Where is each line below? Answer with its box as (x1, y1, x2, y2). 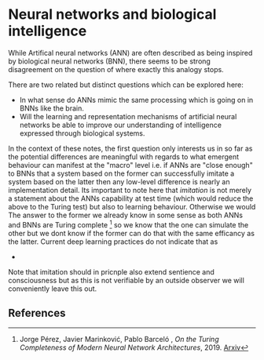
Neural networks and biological (8, 5, 217, 24)
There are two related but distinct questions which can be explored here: (8, 80, 244, 89)
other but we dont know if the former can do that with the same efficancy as (8, 228, 255, 238)
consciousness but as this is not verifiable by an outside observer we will (8, 275, 245, 285)
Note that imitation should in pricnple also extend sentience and (8, 267, 214, 276)
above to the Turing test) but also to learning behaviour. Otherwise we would (8, 202, 256, 211)
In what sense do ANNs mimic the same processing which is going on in (19, 95, 254, 104)
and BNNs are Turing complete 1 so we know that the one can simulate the (8, 218, 249, 229)
